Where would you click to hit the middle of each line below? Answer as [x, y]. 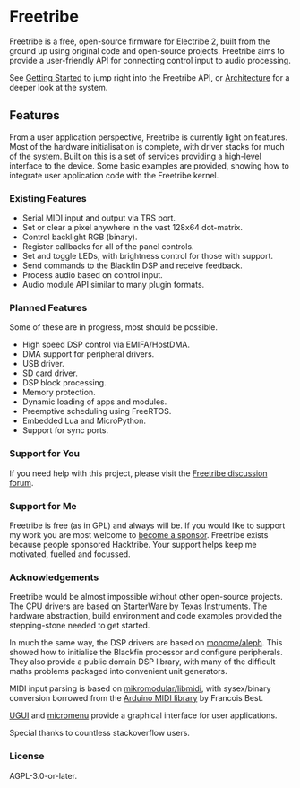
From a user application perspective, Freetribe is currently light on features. [149, 137]
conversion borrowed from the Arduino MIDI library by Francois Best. [137, 698]
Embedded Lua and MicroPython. [84, 421]
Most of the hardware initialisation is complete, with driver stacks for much [147, 146]
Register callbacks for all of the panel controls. [108, 247]
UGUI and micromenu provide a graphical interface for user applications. [143, 715]
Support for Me [43, 506]
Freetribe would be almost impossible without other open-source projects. [146, 597]
